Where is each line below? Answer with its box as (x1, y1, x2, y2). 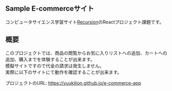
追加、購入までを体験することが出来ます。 (5, 56, 95, 62)
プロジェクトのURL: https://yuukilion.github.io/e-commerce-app (5, 80, 141, 86)
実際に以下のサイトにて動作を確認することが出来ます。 (5, 69, 122, 75)
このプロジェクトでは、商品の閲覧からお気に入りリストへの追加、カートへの (5, 50, 167, 56)
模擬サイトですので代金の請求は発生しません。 (5, 62, 104, 69)
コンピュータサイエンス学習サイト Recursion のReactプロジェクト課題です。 (5, 19, 164, 25)
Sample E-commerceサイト (5, 4, 94, 13)
